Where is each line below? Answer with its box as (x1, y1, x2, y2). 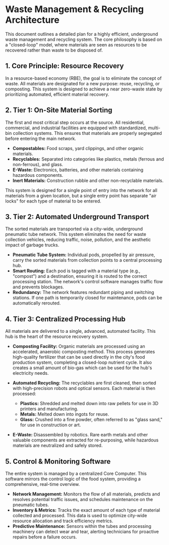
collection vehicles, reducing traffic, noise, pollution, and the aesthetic (5, 236, 151, 243)
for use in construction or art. (20, 422, 81, 428)
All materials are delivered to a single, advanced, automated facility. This (5, 328, 156, 334)
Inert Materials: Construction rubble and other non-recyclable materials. (12, 177, 164, 183)
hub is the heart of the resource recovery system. (5, 333, 108, 339)
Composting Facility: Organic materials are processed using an (12, 343, 145, 350)
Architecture (5, 14, 60, 26)
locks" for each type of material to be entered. (5, 198, 101, 204)
